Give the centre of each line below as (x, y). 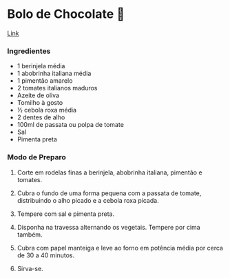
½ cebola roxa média (47, 110)
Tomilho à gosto (40, 103)
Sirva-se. (30, 268)
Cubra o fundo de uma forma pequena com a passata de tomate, (109, 193)
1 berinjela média (41, 66)
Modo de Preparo (37, 157)
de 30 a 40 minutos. (45, 255)
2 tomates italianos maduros (57, 88)
